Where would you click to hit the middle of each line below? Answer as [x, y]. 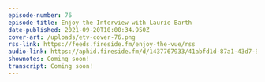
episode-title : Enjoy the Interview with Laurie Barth [100, 23]
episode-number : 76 [40, 15]
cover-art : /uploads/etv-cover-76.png [72, 37]
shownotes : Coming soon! [49, 59]
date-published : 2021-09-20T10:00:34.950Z [79, 30]
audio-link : [28, 52]
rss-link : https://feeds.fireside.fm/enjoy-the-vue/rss [102, 45]
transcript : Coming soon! [50, 66]
